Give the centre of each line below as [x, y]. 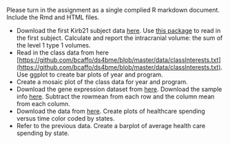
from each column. [43, 104]
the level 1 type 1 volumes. [53, 45]
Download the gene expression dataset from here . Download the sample [119, 89]
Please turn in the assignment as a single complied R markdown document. [113, 10]
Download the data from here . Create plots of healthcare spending [111, 111]
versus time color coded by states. [65, 119]
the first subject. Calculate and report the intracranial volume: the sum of [119, 38]
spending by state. [43, 133]
